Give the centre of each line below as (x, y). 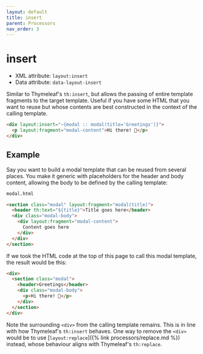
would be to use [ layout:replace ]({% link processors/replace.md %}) (93, 338)
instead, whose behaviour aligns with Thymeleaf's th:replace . (84, 344)
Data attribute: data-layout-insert (58, 82)
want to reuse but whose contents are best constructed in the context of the (102, 107)
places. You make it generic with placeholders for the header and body (95, 176)
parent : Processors (31, 23)
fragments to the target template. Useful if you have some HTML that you (98, 100)
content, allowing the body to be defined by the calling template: (87, 182)
